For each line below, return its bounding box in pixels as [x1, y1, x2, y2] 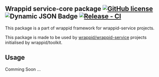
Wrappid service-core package [5, 5, 101, 13]
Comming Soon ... [5, 66, 41, 72]
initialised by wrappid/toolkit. [5, 39, 63, 45]
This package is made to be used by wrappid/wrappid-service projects [5, 34, 147, 40]
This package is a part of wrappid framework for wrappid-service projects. [5, 25, 155, 31]
